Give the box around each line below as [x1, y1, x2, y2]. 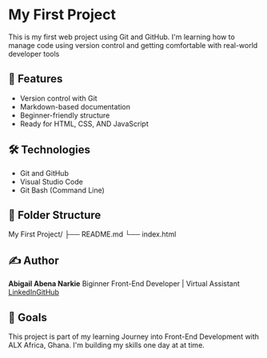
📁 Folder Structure [8, 208, 102, 221]
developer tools [8, 49, 60, 58]
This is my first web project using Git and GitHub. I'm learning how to [8, 32, 236, 42]
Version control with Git [19, 93, 98, 103]
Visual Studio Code [19, 177, 84, 186]
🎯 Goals [8, 310, 48, 324]
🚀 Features [8, 72, 63, 86]
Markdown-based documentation [19, 101, 130, 111]
